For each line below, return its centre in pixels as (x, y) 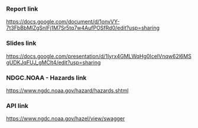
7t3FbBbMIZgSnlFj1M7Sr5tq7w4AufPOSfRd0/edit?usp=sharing (83, 28)
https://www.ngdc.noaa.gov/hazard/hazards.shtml (67, 90)
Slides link (21, 43)
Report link (22, 9)
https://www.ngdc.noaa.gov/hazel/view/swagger (66, 119)
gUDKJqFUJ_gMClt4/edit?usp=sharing (53, 62)
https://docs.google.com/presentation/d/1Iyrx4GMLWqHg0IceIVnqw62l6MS (99, 56)
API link (17, 106)
